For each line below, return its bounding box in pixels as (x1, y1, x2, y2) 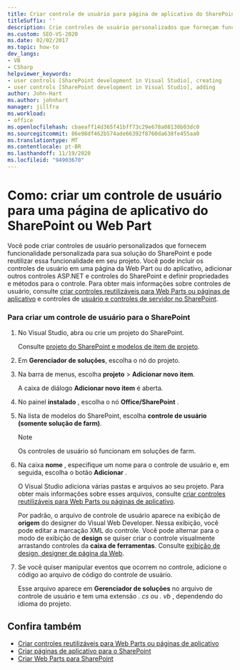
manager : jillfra (7, 104, 59, 111)
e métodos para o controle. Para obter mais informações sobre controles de (7, 279, 231, 288)
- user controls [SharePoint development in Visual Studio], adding (7, 84, 216, 91)
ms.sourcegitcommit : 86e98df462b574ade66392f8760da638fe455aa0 (7, 130, 200, 137)
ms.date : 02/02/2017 (7, 37, 69, 44)
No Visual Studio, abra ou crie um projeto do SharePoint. (17, 329, 184, 337)
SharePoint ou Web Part (7, 218, 152, 234)
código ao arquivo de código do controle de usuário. (17, 571, 173, 579)
